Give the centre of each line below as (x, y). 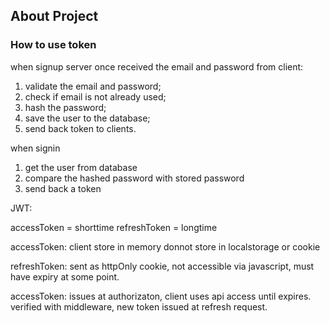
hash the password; (65, 107)
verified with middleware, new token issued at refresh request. (139, 306)
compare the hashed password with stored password (134, 178)
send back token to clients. (80, 128)
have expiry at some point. (65, 276)
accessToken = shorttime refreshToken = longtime (114, 227)
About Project (54, 16)
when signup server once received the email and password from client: (157, 66)
